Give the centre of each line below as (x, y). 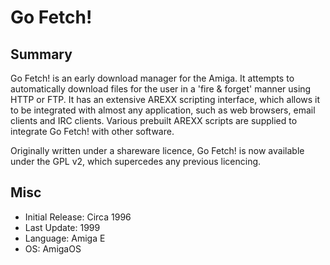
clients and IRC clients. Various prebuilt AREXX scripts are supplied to (154, 120)
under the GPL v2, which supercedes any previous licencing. (136, 161)
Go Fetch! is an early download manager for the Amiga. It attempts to (152, 78)
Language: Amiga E (65, 238)
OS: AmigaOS (53, 248)
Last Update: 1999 (62, 227)
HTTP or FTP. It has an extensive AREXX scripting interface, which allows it (165, 99)
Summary (41, 54)
